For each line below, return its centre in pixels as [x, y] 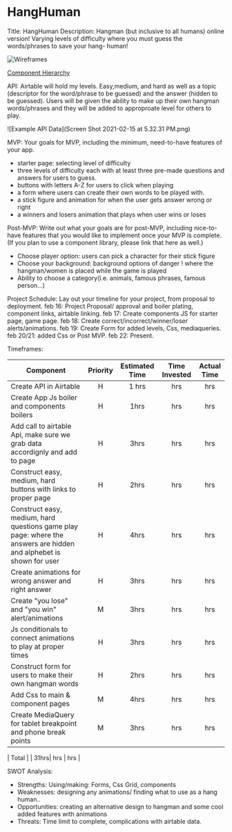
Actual [210, 366]
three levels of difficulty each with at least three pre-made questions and [121, 170]
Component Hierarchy [39, 73]
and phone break [38, 732]
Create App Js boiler [44, 397]
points [21, 741]
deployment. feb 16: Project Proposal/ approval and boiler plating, [100, 306]
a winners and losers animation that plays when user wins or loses [112, 214]
